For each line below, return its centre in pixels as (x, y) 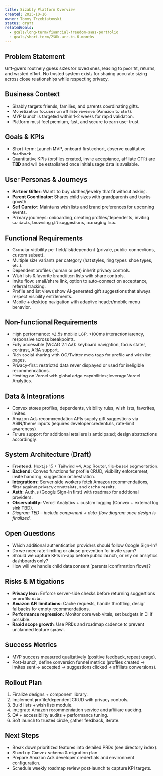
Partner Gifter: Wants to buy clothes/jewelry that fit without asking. (80, 192)
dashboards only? (30, 561)
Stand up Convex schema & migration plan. (55, 753)
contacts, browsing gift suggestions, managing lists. (64, 222)
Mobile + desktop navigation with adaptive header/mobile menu (76, 302)
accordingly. (25, 439)
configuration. (26, 763)
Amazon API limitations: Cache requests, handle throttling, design (79, 604)
